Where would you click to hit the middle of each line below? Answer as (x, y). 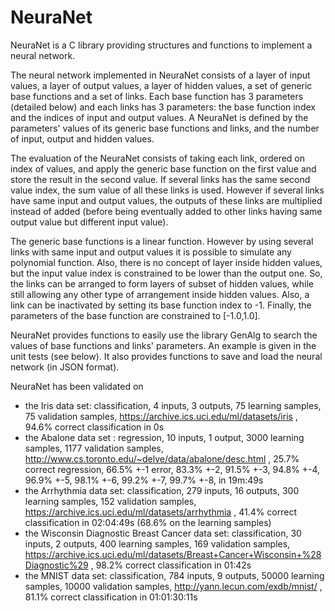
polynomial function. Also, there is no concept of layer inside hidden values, (166, 262)
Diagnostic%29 (56, 565)
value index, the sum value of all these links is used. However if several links (167, 190)
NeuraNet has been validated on (77, 386)
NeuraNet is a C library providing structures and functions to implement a (161, 45)
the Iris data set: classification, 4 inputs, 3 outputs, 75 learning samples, (173, 405)
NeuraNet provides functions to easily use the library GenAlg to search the (164, 335)
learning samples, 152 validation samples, (110, 501)
